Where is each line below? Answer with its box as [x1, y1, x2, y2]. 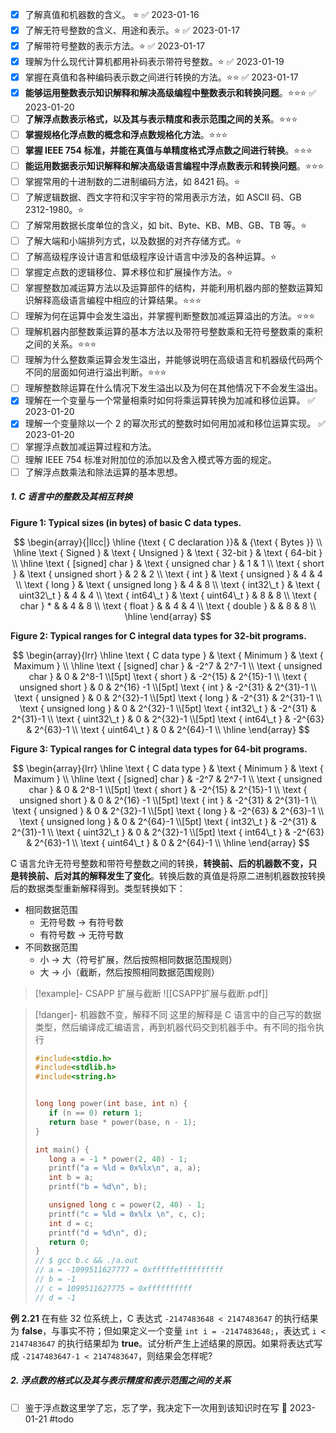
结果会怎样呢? [155, 1349, 213, 1362]
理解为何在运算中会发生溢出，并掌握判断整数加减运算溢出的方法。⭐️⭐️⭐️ [24, 310, 316, 322]
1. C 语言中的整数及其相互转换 [10, 491, 133, 503]
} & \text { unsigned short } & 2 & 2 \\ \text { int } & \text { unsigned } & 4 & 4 [13, 568, 323, 580]
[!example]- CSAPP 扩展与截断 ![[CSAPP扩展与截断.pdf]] [34, 987, 269, 999]
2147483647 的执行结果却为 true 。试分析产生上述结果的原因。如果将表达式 [10, 1337, 315, 1349]
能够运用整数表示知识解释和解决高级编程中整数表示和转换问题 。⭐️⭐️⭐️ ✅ [24, 87, 317, 98]
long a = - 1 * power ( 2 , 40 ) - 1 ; [48, 1154, 188, 1164]
